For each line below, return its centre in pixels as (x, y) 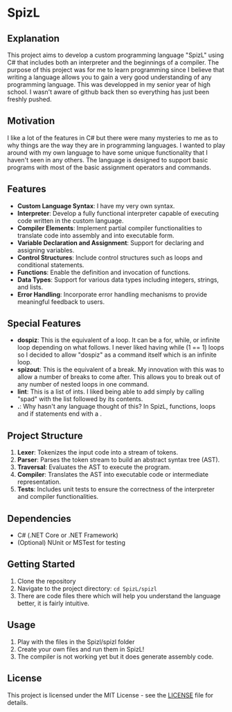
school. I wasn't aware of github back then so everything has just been (108, 92)
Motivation (31, 121)
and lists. (30, 287)
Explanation (34, 39)
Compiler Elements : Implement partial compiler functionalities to (109, 228)
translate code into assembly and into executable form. (96, 235)
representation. (39, 482)
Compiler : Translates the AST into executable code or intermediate (113, 475)
